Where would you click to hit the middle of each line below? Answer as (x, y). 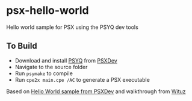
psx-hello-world (48, 11)
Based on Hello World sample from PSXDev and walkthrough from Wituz (96, 91)
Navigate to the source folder (51, 67)
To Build (22, 46)
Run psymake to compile (44, 73)
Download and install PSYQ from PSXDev (66, 60)
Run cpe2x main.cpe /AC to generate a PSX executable (82, 79)
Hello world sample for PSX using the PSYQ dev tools (72, 27)
